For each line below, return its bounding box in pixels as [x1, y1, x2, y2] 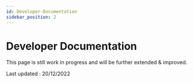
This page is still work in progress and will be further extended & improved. [6, 59, 188, 66]
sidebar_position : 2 [6, 14, 57, 20]
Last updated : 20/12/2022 [6, 70, 70, 77]
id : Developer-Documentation [6, 8, 77, 15]
